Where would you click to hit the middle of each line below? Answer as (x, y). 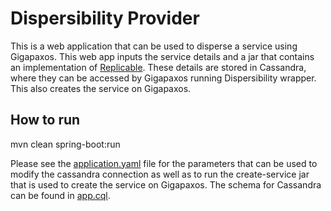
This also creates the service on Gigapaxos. (101, 88)
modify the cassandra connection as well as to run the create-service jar (160, 174)
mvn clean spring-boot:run (65, 144)
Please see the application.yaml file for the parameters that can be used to (164, 163)
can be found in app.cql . (60, 195)
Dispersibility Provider (105, 18)
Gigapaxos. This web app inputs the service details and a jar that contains (162, 56)
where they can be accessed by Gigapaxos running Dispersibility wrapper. (163, 78)
